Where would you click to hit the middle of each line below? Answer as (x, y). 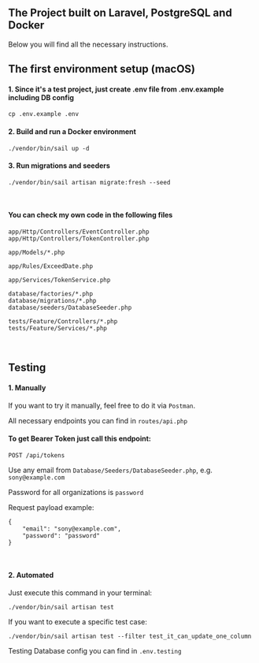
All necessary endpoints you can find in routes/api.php (98, 420)
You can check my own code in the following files (91, 215)
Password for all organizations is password (76, 492)
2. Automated (31, 575)
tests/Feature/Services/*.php (58, 329)
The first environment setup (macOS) (102, 69)
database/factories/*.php (50, 294)
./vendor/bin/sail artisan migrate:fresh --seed (89, 182)
